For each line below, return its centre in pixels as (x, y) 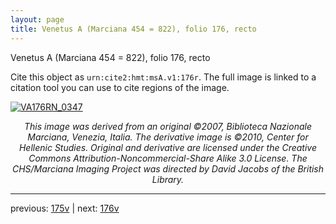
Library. (168, 179)
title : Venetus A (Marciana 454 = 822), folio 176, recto (133, 29)
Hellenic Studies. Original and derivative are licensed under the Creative (168, 147)
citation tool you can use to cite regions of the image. (120, 87)
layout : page (37, 19)
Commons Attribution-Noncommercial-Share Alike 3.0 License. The (168, 158)
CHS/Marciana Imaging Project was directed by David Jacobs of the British (168, 168)
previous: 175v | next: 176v (65, 208)
